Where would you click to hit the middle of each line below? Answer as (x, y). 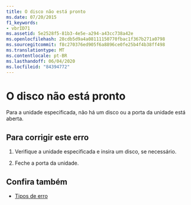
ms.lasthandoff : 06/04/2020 (41, 61)
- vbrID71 (18, 28)
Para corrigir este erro (48, 137)
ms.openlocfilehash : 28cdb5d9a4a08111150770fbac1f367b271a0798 (86, 39)
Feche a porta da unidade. (47, 163)
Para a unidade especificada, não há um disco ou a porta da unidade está (96, 113)
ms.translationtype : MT (35, 50)
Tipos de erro (31, 196)
